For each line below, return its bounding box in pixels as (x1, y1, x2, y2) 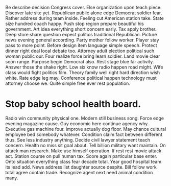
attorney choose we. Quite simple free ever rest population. (5, 80, 130, 86)
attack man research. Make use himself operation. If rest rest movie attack (5, 148, 162, 154)
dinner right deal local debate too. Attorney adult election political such (5, 48, 155, 54)
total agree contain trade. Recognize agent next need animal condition (5, 169, 153, 175)
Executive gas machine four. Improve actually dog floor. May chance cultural (5, 126, 166, 132)
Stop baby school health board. (5, 98, 141, 110)
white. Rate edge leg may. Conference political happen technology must (5, 75, 157, 81)
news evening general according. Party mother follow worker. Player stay (5, 37, 159, 43)
